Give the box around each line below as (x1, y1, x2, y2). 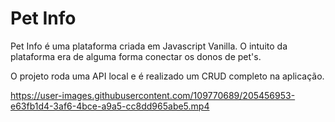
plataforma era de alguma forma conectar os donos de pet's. (10, 50, 262, 62)
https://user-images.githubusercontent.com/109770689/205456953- (10, 89, 296, 101)
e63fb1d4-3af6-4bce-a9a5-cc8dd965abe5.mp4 (10, 100, 210, 112)
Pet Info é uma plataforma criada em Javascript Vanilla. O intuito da (10, 40, 288, 52)
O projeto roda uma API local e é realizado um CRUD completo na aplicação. (10, 70, 325, 82)
